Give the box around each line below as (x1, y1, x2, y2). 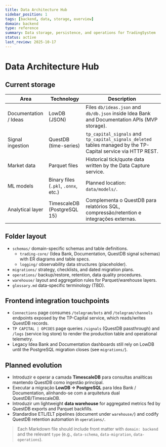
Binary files (48, 176, 75, 183)
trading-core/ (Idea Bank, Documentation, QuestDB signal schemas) (19, 251, 161, 256)
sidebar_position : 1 (5, 12, 48, 17)
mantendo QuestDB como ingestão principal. (12, 380, 104, 385)
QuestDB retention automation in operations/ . (12, 416, 106, 422)
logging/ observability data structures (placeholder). (19, 261, 127, 267)
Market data (7, 162, 36, 169)
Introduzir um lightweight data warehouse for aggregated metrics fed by (12, 400, 161, 407)
